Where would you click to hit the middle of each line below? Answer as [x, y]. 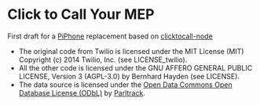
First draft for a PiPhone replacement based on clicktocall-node [110, 36]
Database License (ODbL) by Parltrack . [82, 92]
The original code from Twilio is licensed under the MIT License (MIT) [131, 51]
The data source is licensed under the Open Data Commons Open [125, 85]
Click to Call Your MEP [81, 14]
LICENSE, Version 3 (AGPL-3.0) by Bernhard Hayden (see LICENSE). [129, 76]
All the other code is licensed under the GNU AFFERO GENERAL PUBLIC [135, 67]
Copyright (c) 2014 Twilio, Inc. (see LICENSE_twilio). [103, 60]
